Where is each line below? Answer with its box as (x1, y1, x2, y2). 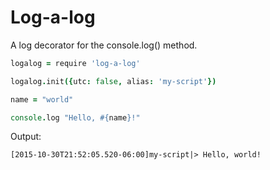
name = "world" (10, 94, 74, 105)
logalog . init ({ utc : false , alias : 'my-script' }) (10, 76, 217, 86)
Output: (10, 131, 42, 143)
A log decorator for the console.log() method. (10, 39, 198, 51)
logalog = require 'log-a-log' (10, 58, 141, 68)
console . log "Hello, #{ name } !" (10, 112, 141, 123)
